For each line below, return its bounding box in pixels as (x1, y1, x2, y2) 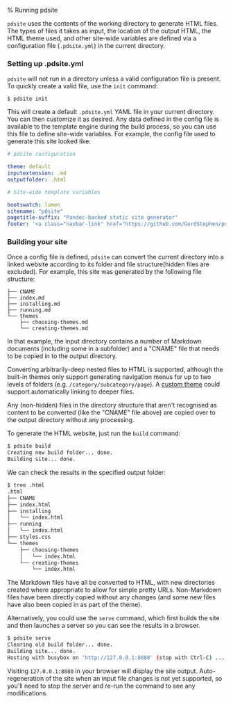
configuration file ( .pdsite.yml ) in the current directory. (7, 42, 165, 49)
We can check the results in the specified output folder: (7, 469, 166, 477)
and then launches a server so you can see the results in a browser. (7, 622, 200, 630)
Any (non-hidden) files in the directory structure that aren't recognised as (7, 401, 217, 410)
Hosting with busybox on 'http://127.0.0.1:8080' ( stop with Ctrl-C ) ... (7, 654, 225, 661)
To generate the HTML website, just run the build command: (7, 429, 181, 437)
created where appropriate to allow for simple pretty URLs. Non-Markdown (7, 585, 222, 594)
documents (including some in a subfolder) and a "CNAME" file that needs (7, 344, 220, 353)
